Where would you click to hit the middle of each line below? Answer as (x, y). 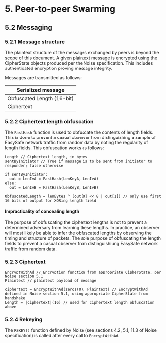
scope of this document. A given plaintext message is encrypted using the (81, 58)
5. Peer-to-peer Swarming (60, 9)
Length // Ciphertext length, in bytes (46, 157)
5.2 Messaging (29, 28)
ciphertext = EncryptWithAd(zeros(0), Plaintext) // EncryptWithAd (77, 289)
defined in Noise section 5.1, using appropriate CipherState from (77, 294)
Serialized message (41, 90)
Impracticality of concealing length (42, 211)
